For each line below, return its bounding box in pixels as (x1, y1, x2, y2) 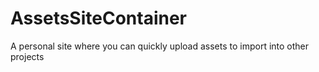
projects (10, 50, 45, 62)
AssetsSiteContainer (10, 7, 188, 30)
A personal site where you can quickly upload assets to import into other (10, 40, 310, 52)
